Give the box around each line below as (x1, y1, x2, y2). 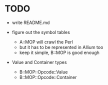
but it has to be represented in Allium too (19, 44, 103, 50)
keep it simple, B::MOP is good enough (19, 49, 99, 55)
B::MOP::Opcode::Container (19, 74, 77, 80)
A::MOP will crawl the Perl (19, 38, 73, 45)
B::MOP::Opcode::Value (19, 68, 68, 75)
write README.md (11, 19, 50, 25)
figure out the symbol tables (11, 29, 70, 35)
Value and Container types (11, 59, 67, 65)
